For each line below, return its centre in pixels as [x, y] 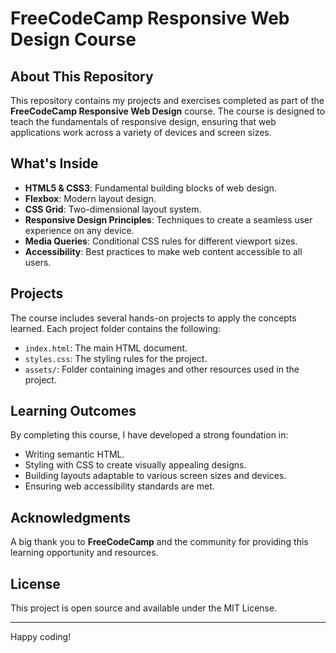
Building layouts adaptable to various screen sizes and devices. [155, 476]
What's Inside [54, 163]
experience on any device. [79, 230]
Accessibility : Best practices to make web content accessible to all [163, 251]
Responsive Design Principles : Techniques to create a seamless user [168, 219]
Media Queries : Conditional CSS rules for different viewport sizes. [161, 241]
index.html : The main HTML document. [106, 348]
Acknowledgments [71, 517]
